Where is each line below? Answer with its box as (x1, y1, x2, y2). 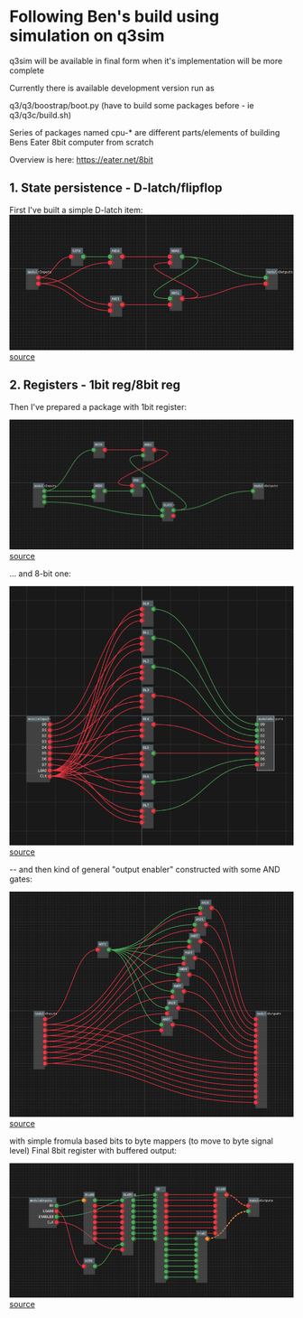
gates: (9, 874, 33, 884)
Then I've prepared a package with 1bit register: (9, 401, 188, 412)
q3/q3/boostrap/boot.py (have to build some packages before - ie (9, 99, 254, 110)
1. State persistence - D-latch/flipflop (9, 181, 223, 196)
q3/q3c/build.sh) (9, 109, 72, 120)
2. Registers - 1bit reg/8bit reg (9, 378, 181, 393)
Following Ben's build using (9, 6, 219, 27)
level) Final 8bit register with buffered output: (9, 1145, 178, 1156)
